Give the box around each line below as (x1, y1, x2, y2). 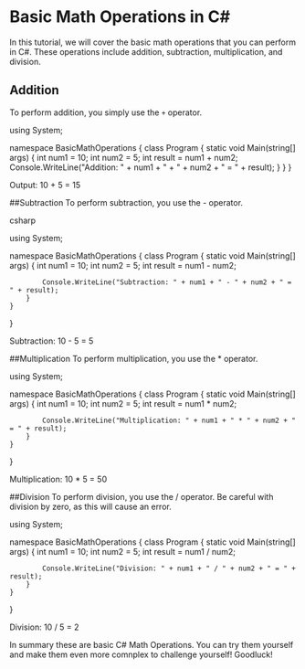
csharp (9, 215, 37, 226)
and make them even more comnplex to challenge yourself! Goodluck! (9, 649, 274, 660)
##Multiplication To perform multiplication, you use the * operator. (9, 353, 258, 364)
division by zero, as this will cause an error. (9, 501, 172, 512)
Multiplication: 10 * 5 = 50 (9, 473, 108, 484)
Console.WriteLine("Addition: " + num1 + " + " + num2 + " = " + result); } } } (9, 162, 292, 173)
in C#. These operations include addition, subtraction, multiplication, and (9, 46, 283, 57)
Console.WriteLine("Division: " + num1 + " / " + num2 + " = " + (42, 564, 297, 573)
